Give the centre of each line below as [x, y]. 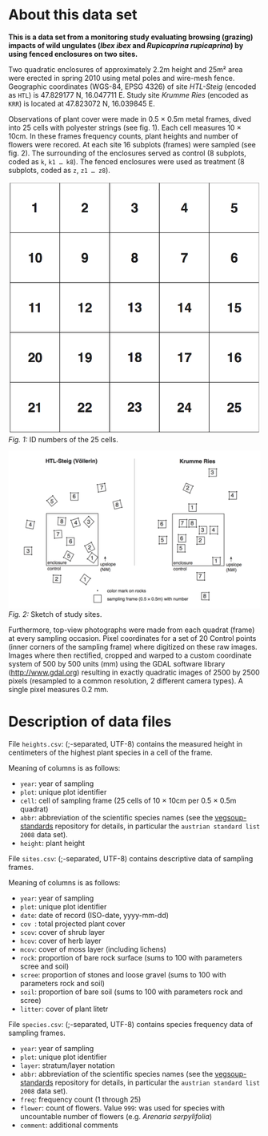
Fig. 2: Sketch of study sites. [55, 614]
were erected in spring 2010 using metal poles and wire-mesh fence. [122, 78]
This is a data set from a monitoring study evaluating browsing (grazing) [131, 37]
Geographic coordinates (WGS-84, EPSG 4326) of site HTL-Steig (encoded [132, 87]
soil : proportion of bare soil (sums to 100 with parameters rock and [131, 992]
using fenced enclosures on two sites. [73, 54]
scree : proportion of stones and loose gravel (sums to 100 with [123, 974]
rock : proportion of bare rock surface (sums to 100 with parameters [131, 957]
